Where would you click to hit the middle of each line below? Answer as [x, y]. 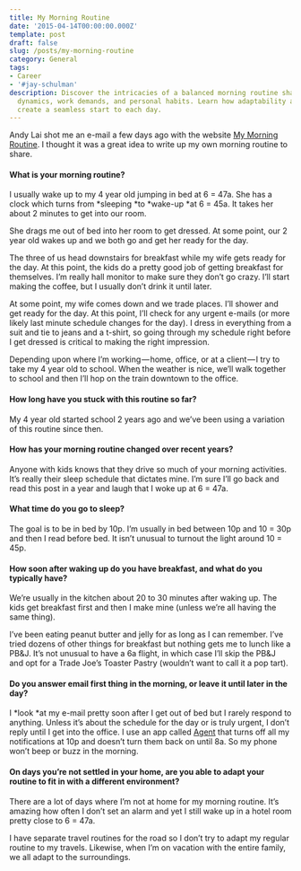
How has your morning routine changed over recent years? [121, 449]
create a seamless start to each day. [90, 110]
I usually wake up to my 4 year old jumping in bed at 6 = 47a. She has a [141, 195]
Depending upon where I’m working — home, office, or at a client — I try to [145, 359]
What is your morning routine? [67, 174]
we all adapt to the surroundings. [70, 857]
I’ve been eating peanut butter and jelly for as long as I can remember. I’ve [146, 635]
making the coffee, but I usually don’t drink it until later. [111, 286]
